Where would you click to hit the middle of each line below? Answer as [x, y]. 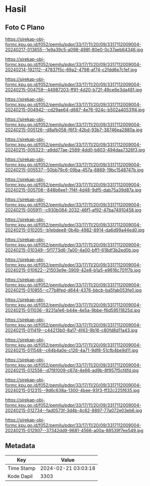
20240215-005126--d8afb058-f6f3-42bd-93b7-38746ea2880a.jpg [74, 130]
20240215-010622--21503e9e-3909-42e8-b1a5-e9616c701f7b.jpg [73, 270]
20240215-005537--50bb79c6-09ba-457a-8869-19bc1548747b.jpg [75, 170]
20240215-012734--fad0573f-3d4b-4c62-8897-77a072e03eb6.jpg [74, 410]
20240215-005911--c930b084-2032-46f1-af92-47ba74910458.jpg [73, 210]
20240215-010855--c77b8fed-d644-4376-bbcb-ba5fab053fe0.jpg [73, 290]
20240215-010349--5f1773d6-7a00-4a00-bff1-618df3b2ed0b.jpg [72, 250]
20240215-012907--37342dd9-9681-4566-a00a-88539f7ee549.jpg [74, 430]
